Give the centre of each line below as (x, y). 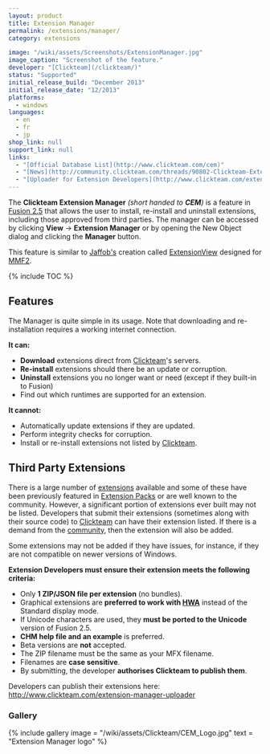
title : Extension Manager (51, 23)
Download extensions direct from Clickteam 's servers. (110, 360)
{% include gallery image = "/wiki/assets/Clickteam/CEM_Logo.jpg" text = (131, 732)
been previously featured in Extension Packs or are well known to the (123, 495)
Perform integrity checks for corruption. (86, 434)
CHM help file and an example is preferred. (92, 636)
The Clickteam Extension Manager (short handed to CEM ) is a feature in (129, 202)
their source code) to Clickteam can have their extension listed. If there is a (133, 521)
